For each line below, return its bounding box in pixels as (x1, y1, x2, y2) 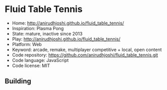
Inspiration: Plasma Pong (12, 25, 64, 31)
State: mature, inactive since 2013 (12, 30, 83, 36)
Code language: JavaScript (12, 57, 69, 63)
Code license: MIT (12, 62, 50, 68)
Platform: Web (12, 41, 42, 47)
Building (5, 77, 31, 85)
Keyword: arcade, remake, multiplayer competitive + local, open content (12, 46, 162, 52)
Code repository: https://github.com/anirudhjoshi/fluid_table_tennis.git (12, 51, 158, 58)
